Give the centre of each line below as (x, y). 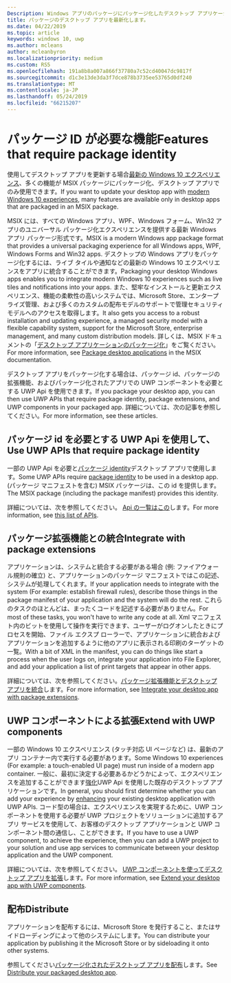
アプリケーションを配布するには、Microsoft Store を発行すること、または (111, 927)
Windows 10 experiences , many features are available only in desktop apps (113, 199)
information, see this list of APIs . (53, 515)
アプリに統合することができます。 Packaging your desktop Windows (121, 271)
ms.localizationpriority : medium (55, 59)
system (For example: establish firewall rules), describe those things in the (112, 592)
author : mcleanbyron (37, 52)
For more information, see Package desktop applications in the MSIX (104, 352)
